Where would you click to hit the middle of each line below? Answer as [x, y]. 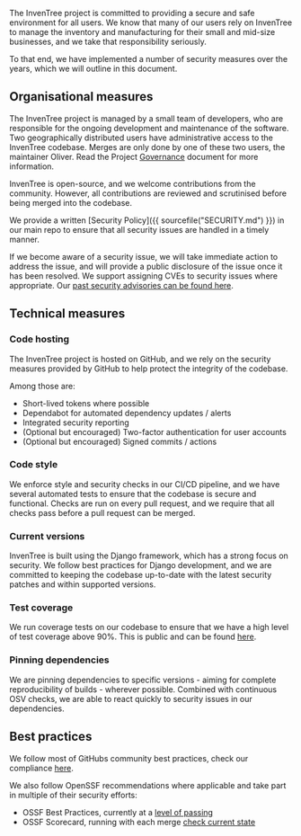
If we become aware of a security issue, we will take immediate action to [144, 256]
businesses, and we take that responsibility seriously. [108, 41]
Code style [34, 465]
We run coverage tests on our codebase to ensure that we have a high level [149, 627]
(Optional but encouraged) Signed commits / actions [120, 441]
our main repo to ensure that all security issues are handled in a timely [139, 229]
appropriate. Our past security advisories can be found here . [121, 285]
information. [32, 166]
